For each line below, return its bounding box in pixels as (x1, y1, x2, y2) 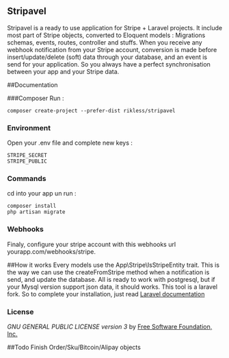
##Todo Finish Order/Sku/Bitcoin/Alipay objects (7, 343, 142, 351)
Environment (7, 123, 51, 132)
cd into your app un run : (7, 189, 77, 198)
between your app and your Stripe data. (7, 67, 120, 75)
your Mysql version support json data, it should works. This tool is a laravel (7, 283, 217, 291)
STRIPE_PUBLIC (7, 158, 48, 165)
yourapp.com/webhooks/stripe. (7, 247, 96, 256)
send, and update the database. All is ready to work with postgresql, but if (7, 275, 215, 283)
